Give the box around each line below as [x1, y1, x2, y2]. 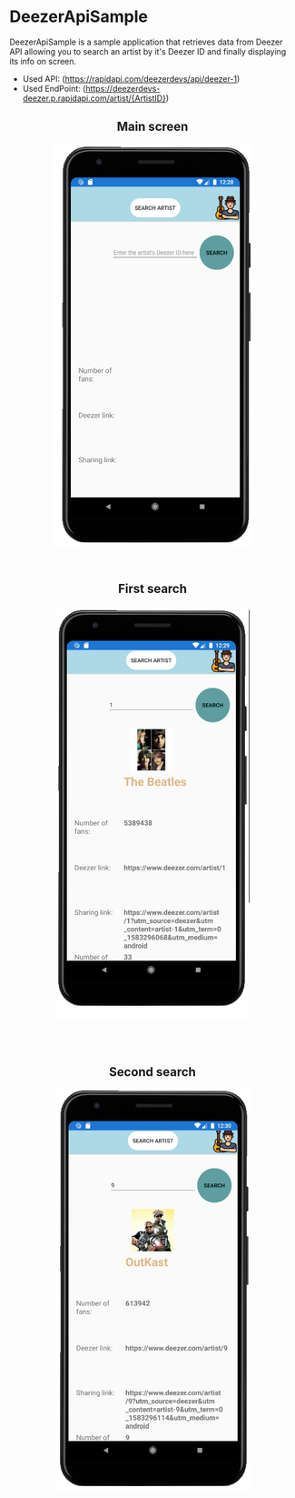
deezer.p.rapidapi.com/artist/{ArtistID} [22, 93, 166, 104]
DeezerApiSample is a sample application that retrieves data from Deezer [9, 36, 283, 47]
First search [117, 581, 188, 597]
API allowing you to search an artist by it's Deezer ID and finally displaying [9, 45, 287, 56]
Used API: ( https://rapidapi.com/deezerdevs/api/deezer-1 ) [22, 73, 241, 84]
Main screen [116, 119, 189, 135]
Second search [108, 1064, 197, 1080]
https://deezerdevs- [85, 83, 161, 94]
